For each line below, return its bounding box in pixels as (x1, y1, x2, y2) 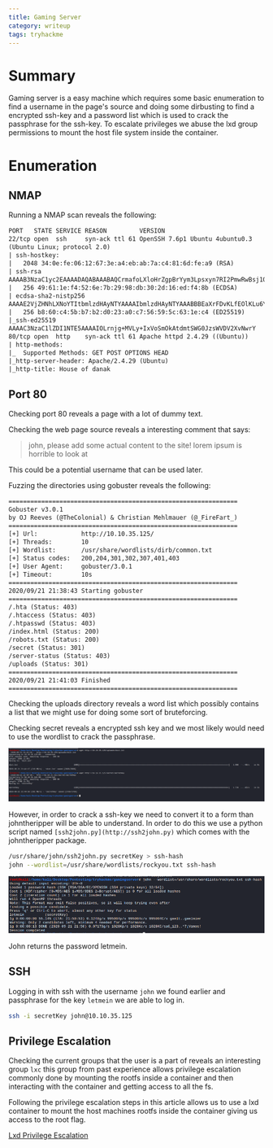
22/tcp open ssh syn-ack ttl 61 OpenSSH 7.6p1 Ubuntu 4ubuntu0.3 (8, 235, 253, 243)
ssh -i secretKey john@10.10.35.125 (8, 1011, 132, 1020)
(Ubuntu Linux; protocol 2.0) (8, 243, 111, 251)
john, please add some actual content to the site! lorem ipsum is (28, 440, 242, 451)
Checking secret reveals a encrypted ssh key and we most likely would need (8, 723, 265, 733)
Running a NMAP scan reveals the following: (8, 210, 157, 220)
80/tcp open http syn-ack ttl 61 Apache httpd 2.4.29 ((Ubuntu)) (8, 333, 249, 341)
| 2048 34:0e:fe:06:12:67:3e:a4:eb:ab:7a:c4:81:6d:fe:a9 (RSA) (8, 260, 234, 268)
